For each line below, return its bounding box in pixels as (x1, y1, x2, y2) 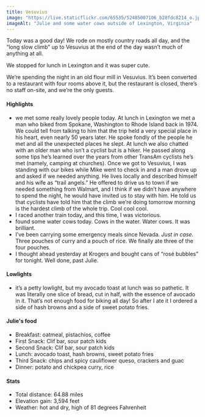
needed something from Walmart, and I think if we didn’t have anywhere (15, 185, 196, 193)
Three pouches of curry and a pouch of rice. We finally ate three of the (15, 237, 193, 244)
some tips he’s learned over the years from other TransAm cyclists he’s (15, 153, 193, 160)
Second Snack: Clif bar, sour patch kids (15, 344, 115, 351)
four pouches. (15, 243, 51, 251)
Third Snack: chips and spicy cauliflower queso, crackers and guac (15, 357, 184, 364)
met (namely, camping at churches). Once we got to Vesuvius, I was (15, 159, 187, 166)
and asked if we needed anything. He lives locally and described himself (15, 172, 198, 180)
